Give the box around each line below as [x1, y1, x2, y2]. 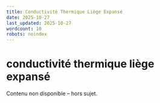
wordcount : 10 [6, 25, 42, 32]
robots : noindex [6, 31, 47, 37]
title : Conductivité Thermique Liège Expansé [6, 8, 123, 15]
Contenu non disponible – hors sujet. [6, 90, 98, 97]
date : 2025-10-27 [6, 14, 50, 20]
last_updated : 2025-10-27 [6, 20, 71, 26]
